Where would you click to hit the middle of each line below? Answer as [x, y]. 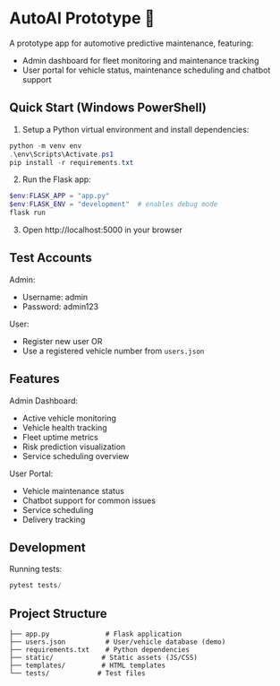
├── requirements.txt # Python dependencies [100, 650]
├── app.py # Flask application [95, 634]
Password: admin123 [60, 306]
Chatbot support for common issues [89, 500]
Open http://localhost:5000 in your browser [102, 230]
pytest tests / [36, 586]
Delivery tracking [54, 519]
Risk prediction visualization [74, 447]
